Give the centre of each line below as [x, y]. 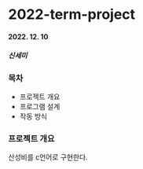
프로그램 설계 [40, 107]
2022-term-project [72, 15]
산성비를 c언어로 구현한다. [48, 157]
